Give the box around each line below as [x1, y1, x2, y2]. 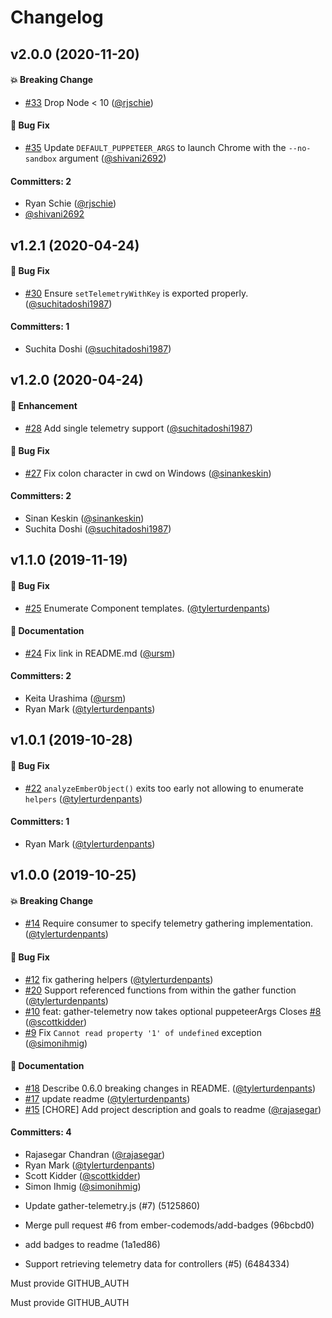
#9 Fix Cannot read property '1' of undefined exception [24, 1026, 262, 1038]
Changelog [10, 6, 104, 29]
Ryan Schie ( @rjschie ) [24, 197, 117, 210]
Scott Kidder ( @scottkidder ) [24, 1169, 142, 1181]
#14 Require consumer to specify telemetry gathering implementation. [24, 917, 314, 930]
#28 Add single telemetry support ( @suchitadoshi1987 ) [24, 422, 253, 434]
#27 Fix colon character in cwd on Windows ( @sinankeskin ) [24, 467, 272, 479]
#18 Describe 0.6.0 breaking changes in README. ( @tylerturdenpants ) [24, 1082, 316, 1094]
